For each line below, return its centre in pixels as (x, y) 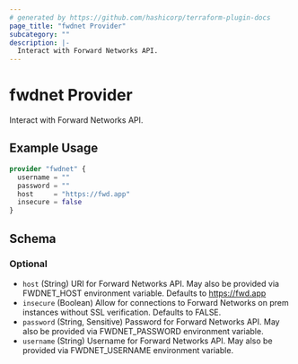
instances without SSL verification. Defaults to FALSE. (122, 312)
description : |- (39, 43)
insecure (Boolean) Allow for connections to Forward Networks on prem (155, 302)
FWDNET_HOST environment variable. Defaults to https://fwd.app (144, 293)
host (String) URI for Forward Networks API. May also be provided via (151, 283)
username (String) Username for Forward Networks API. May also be (147, 341)
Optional (28, 264)
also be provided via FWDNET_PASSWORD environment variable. (143, 331)
